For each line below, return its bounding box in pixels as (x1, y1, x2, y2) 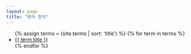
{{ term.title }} (14, 36, 49, 43)
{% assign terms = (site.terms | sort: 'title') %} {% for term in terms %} (14, 30, 186, 37)
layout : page (6, 8, 38, 15)
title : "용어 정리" (6, 14, 49, 20)
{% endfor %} (14, 42, 49, 49)
